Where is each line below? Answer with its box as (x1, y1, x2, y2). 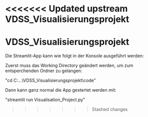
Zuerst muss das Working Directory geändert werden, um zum (5, 63, 134, 69)
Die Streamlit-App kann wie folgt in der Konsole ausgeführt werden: (5, 53, 144, 59)
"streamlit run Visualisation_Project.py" (5, 97, 86, 103)
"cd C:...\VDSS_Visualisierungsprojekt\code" (5, 78, 96, 84)
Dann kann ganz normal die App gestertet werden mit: (5, 87, 117, 93)
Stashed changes (92, 107, 128, 113)
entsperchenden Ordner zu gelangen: (5, 68, 82, 74)
